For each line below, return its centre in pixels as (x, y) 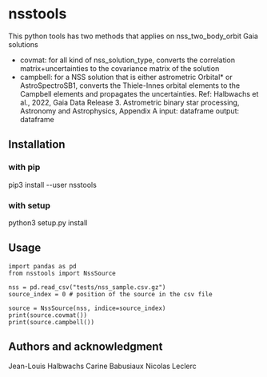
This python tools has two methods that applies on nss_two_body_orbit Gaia (133, 36)
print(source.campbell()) (51, 322)
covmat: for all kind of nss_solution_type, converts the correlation (128, 60)
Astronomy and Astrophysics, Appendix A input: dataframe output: (130, 111)
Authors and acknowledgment (86, 347)
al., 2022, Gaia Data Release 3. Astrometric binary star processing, (130, 102)
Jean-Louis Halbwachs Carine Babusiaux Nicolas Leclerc (103, 366)
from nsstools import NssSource (62, 273)
